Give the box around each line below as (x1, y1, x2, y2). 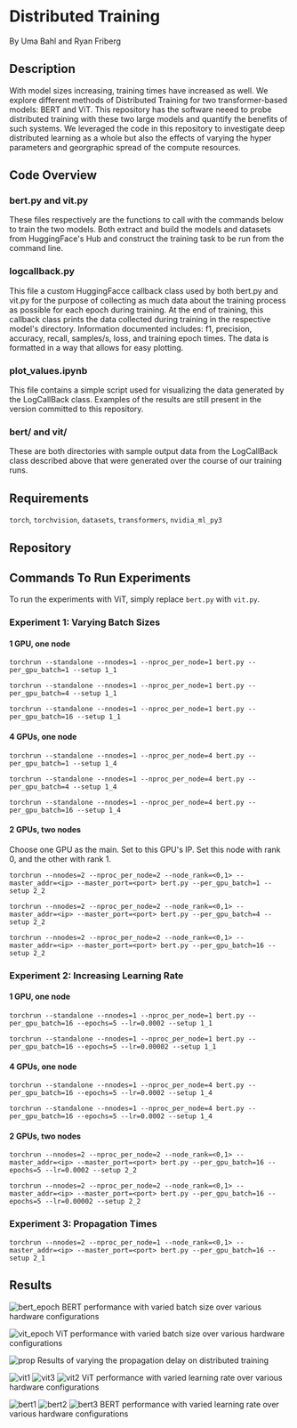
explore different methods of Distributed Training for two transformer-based (9, 94, 288, 105)
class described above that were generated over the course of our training (9, 456, 283, 467)
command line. (9, 243, 64, 254)
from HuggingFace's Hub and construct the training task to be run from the (9, 233, 285, 244)
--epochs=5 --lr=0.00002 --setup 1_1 (76, 1043, 217, 1051)
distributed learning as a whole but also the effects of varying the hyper (9, 132, 272, 143)
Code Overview (9, 167, 98, 183)
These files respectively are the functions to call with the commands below (9, 215, 285, 225)
